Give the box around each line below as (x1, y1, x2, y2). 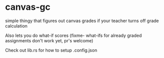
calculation (5, 23, 28, 29)
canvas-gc (5, 1, 51, 13)
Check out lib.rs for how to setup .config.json (5, 47, 98, 53)
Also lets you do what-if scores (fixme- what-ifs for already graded (5, 32, 142, 38)
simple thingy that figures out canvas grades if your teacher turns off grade (5, 18, 160, 24)
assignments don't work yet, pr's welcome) (5, 37, 94, 43)
